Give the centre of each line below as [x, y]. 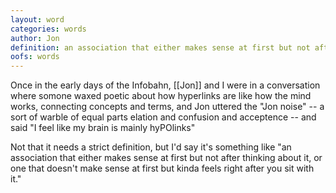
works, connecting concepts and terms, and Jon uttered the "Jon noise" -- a [167, 107]
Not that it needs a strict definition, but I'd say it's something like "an [151, 147]
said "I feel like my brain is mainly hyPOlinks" [103, 128]
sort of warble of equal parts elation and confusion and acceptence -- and [163, 117]
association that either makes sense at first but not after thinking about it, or [166, 158]
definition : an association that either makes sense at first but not [160, 47]
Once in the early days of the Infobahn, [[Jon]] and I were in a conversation [165, 85]
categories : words [48, 29]
